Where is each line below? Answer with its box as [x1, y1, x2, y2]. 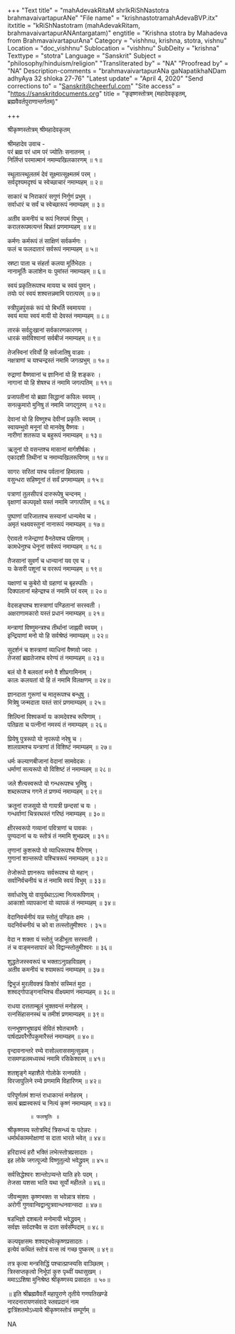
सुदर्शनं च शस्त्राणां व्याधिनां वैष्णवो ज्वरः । [7, 646, 98, 654]
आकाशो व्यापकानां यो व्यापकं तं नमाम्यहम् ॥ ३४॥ [7, 899, 116, 907]
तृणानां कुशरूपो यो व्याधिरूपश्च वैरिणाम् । [7, 846, 98, 854]
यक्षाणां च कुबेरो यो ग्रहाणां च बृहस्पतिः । [7, 579, 94, 587]
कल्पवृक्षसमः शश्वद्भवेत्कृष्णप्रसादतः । [7, 1237, 89, 1246]
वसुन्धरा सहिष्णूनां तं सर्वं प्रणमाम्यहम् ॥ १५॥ [7, 475, 103, 484]
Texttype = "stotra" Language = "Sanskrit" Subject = [7, 51, 162, 60]
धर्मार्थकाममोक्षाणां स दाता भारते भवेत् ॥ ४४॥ [7, 1134, 105, 1142]
